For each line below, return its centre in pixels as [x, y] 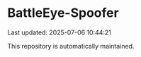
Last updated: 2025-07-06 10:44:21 [60, 32]
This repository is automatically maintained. [71, 46]
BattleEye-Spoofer [63, 13]
